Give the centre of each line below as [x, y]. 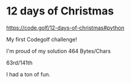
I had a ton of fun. [28, 74]
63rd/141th [20, 63]
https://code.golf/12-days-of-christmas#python [65, 28]
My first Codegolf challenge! [42, 39]
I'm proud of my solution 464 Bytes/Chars [59, 51]
